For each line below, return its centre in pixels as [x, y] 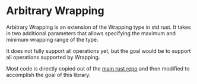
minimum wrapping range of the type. [53, 39]
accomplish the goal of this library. [48, 75]
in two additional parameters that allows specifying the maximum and [91, 33]
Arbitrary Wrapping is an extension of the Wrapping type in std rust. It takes [99, 27]
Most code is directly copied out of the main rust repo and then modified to [98, 68]
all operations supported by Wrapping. [53, 57]
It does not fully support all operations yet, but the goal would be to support [99, 51]
